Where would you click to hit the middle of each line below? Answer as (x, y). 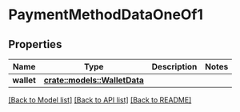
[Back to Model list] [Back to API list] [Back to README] (100, 100)
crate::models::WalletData (94, 80)
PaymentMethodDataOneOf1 (106, 15)
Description (174, 67)
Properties (35, 44)
